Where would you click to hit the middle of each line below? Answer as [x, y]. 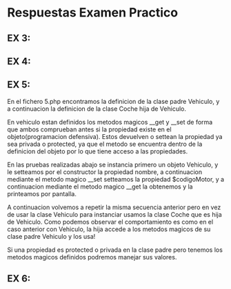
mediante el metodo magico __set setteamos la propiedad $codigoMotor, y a [116, 179]
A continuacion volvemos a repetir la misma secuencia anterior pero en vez [114, 207]
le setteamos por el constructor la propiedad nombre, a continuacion [104, 172]
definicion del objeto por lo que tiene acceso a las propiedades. [98, 151]
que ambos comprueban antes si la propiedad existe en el [89, 129]
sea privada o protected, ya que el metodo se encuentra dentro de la [105, 144]
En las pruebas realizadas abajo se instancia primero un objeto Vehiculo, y [113, 164]
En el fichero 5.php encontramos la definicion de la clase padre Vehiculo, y [113, 101]
